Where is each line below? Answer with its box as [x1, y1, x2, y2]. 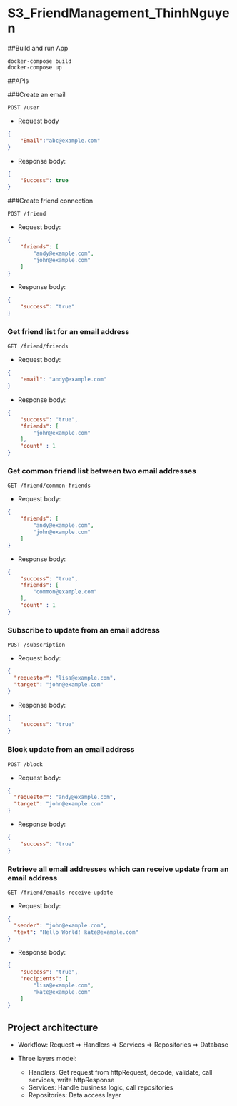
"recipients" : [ [20, 975, 69, 982]
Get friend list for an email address [7, 326, 130, 336]
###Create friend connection [7, 196, 94, 205]
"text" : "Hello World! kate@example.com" [14, 928, 139, 936]
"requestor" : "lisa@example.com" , [14, 674, 116, 681]
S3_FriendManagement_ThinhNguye [7, 5, 230, 21]
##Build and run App [7, 44, 69, 52]
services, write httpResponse [28, 1076, 115, 1085]
